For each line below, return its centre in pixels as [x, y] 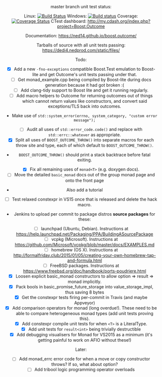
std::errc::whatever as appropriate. [85, 135]
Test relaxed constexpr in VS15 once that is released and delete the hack [84, 199]
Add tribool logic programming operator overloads [85, 370]
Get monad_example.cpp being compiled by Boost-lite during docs [85, 80]
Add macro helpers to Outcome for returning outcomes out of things [85, 96]
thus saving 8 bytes [85, 292]
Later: [81, 349]
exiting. [85, 160]
